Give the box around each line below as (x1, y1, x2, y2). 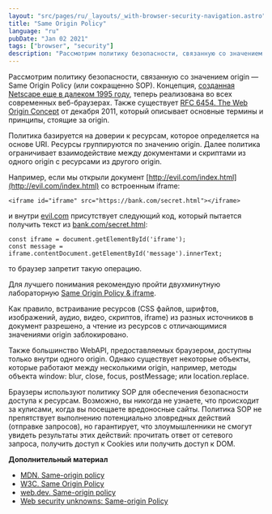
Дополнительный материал (8, 455, 108, 464)
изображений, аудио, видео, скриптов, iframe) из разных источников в (8, 313, 253, 322)
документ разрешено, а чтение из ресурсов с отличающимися (8, 322, 227, 330)
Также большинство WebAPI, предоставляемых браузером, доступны (8, 346, 252, 355)
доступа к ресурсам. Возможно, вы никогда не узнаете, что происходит (8, 395, 259, 405)
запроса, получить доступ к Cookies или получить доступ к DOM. (8, 439, 236, 448)
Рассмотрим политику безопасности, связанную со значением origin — (8, 72, 259, 81)
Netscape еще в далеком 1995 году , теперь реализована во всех (8, 89, 232, 98)
